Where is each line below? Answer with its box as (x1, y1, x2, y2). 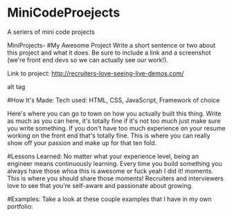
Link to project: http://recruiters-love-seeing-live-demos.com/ (7, 69, 184, 77)
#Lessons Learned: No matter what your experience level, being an (7, 152, 199, 160)
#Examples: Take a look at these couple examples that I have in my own (7, 195, 213, 203)
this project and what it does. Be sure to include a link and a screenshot (7, 48, 211, 57)
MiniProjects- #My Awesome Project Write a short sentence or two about (7, 41, 216, 49)
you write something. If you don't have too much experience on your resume (7, 124, 226, 132)
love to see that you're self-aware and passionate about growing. (7, 181, 193, 189)
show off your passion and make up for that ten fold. (7, 138, 157, 147)
